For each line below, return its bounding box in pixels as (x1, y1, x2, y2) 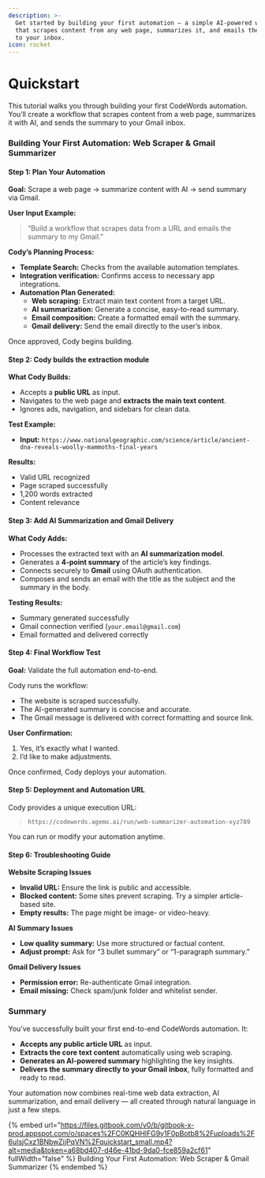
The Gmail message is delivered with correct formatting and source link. (19, 713, 254, 722)
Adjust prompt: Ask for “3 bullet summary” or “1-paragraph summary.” (19, 947, 250, 957)
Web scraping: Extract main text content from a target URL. (31, 296, 226, 306)
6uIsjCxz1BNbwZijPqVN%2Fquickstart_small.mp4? (8, 1137, 173, 1146)
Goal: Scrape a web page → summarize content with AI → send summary (8, 185, 247, 194)
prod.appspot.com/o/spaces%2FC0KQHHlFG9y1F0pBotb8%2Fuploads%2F (8, 1128, 255, 1138)
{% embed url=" (8, 1120, 62, 1130)
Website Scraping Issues (8, 868, 92, 877)
